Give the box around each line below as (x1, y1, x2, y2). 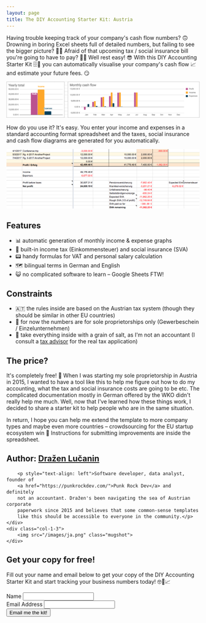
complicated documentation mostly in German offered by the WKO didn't (6, 391, 191, 399)
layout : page (6, 10, 40, 16)
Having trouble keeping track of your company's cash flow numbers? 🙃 (6, 34, 188, 41)
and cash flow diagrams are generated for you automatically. (6, 137, 160, 144)
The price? (6, 356, 48, 366)
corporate (6, 501, 32, 507)
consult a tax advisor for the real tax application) (15, 338, 138, 345)
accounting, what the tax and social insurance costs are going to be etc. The (6, 384, 200, 392)
